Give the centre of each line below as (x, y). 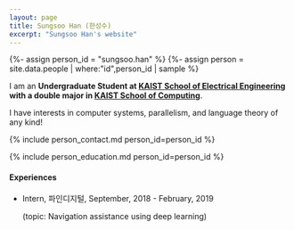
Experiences (33, 177)
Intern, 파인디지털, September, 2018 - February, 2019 (118, 198)
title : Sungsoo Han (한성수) (61, 26)
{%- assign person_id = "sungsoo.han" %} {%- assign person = (127, 60)
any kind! (26, 122)
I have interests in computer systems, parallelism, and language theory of (144, 113)
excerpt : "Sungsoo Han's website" (73, 34)
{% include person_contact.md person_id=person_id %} (112, 140)
